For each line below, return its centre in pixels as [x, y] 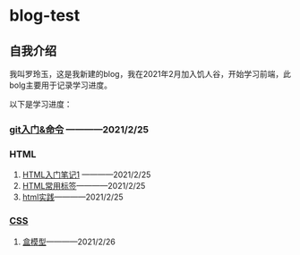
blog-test [45, 16]
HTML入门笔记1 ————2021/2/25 [86, 174]
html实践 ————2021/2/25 [73, 197]
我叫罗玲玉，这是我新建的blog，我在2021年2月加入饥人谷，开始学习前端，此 [150, 74]
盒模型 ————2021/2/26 [69, 242]
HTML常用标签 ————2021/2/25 [84, 186]
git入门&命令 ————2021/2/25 [79, 129]
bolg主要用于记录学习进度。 [60, 85]
